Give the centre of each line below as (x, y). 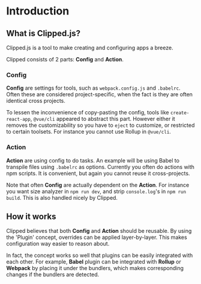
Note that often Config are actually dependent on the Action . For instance (98, 185)
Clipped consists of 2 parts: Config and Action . (65, 59)
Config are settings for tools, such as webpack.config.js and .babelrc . (94, 88)
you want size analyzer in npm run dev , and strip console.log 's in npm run (96, 191)
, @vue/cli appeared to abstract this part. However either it (103, 119)
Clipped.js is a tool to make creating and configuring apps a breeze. (90, 48)
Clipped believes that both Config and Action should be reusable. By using (99, 231)
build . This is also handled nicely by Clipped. (62, 197)
